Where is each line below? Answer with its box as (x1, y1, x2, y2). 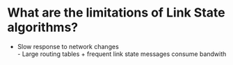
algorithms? (7, 19, 79, 35)
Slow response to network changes (17, 42, 120, 50)
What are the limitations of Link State (7, 5, 226, 21)
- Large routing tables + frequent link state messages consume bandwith (17, 50, 227, 58)
